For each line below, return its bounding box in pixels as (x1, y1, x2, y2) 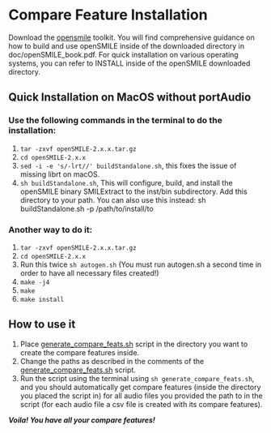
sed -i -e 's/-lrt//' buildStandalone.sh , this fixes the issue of (19, 161, 237, 170)
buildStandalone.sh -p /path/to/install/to (19, 204, 154, 213)
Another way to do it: (8, 224, 93, 235)
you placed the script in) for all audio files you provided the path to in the (19, 391, 263, 401)
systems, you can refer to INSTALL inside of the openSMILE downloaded (8, 58, 251, 68)
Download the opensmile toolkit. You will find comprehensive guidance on (8, 32, 255, 42)
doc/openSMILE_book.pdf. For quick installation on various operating (8, 49, 239, 59)
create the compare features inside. (19, 347, 140, 358)
